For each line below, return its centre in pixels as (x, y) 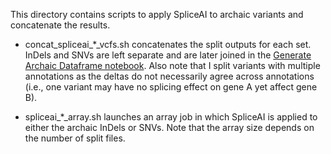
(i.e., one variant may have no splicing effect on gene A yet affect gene (171, 87)
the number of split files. (75, 138)
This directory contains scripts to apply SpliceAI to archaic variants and (157, 14)
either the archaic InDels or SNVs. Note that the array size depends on (169, 127)
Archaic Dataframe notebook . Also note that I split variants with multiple (172, 65)
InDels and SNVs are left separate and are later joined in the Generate (168, 55)
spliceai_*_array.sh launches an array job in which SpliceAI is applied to (171, 117)
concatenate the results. (60, 25)
